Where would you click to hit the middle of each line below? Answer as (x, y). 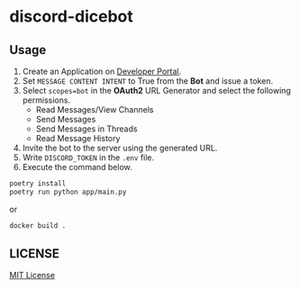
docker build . (38, 226)
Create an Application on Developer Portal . (102, 71)
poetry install (38, 184)
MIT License (32, 275)
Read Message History (78, 138)
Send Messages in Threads (86, 129)
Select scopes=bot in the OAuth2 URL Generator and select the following (156, 90)
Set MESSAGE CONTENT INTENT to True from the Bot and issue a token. (147, 81)
